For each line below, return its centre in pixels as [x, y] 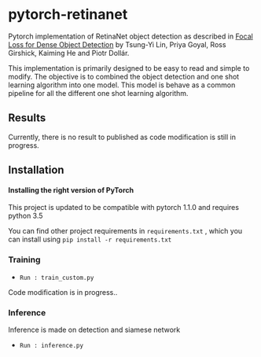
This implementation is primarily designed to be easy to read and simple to [129, 68]
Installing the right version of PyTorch [71, 190]
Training [24, 259]
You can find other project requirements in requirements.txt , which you [125, 231]
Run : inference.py [51, 345]
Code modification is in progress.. [63, 292]
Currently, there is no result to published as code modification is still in [122, 137]
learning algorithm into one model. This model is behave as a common [122, 85]
